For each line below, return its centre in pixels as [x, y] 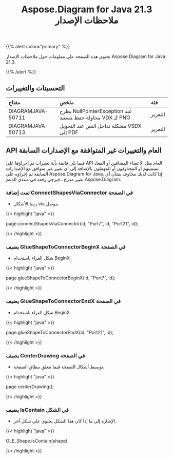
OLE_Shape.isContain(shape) [37, 441]
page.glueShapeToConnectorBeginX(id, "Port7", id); [61, 278]
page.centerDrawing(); [30, 387]
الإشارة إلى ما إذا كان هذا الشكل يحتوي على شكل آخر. [65, 421]
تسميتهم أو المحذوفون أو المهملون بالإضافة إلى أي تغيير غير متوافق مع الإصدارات [82, 168]
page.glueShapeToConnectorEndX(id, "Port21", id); [60, 332]
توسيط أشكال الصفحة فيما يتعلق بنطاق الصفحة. [59, 367]
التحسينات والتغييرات [35, 88]
